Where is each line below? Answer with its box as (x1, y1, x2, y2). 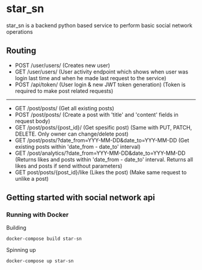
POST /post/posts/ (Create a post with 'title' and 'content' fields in (14, 111, 179, 118)
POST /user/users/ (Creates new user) (14, 61, 110, 69)
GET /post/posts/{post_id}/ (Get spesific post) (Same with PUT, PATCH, (14, 124, 192, 131)
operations (6, 28, 33, 35)
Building (6, 224, 27, 231)
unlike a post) (14, 175, 49, 182)
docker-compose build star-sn (6, 236, 82, 242)
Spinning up (6, 246, 36, 254)
